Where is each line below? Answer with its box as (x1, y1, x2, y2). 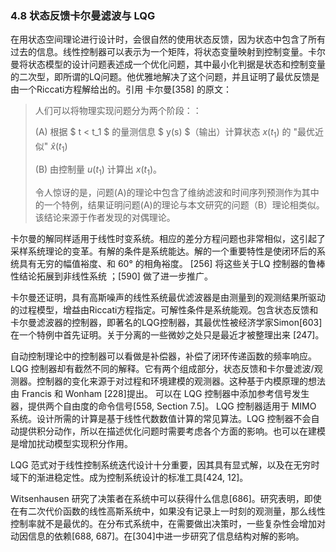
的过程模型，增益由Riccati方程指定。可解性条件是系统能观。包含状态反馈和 (10, 303, 319, 316)
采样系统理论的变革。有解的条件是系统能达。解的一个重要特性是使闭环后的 (10, 245, 317, 257)
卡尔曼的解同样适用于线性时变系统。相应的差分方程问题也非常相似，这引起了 (10, 232, 326, 244)
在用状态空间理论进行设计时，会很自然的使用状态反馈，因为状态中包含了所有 (10, 33, 326, 46)
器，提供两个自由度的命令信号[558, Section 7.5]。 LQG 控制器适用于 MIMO (10, 400, 317, 412)
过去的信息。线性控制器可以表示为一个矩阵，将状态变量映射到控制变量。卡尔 (10, 46, 326, 58)
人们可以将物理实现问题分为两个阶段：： (34, 105, 202, 117)
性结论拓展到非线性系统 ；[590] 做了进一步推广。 (10, 270, 213, 282)
